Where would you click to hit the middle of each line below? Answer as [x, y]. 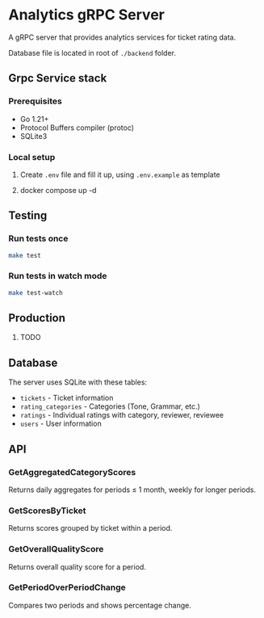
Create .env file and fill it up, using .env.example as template [120, 174]
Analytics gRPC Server [87, 15]
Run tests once [38, 238]
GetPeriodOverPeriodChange [67, 587]
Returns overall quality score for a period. [78, 566]
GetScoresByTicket [47, 511]
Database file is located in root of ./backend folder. [92, 53]
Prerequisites [35, 101]
